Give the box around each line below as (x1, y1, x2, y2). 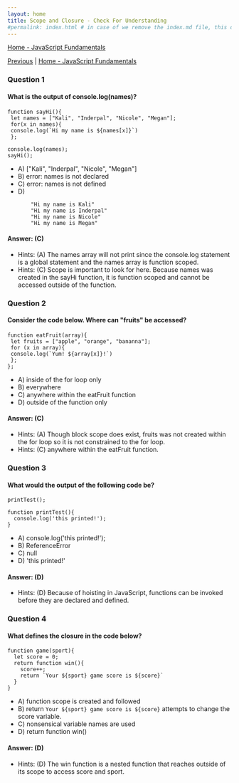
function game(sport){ (7, 647, 75, 655)
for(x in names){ (10, 120, 62, 128)
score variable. (17, 713, 62, 721)
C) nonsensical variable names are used (17, 720, 136, 728)
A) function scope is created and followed (17, 697, 141, 705)
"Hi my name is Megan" (31, 219, 98, 226)
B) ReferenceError (17, 542, 71, 550)
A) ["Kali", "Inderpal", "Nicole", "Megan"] (17, 164, 137, 173)
